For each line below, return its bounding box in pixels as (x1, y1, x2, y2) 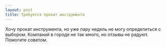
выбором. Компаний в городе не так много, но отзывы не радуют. (5, 31, 149, 37)
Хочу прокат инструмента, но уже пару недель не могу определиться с (5, 26, 161, 32)
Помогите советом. (5, 36, 48, 43)
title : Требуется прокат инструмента (5, 12, 85, 17)
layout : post (5, 7, 33, 13)
